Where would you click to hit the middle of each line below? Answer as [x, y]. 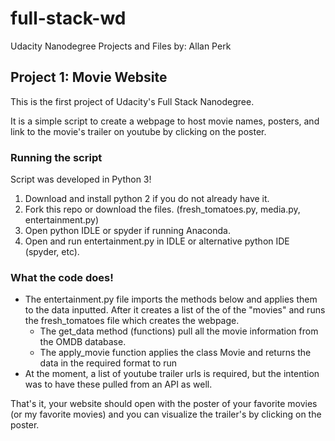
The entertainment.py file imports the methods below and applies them [171, 299]
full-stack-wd [68, 18]
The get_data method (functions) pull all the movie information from [179, 331]
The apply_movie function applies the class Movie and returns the [175, 353]
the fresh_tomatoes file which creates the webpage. [132, 321]
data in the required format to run [108, 363]
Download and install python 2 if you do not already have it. [147, 199]
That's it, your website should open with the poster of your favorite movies [164, 404]
